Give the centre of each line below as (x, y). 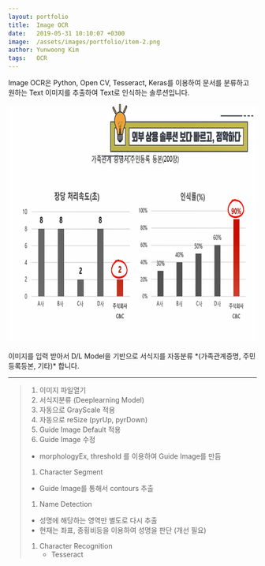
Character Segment (71, 472)
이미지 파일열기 (63, 390)
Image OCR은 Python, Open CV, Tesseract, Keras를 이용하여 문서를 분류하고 (129, 82)
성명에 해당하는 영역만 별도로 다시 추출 (98, 520)
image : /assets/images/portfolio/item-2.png (84, 42)
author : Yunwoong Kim (44, 50)
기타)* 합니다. (58, 366)
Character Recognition (76, 546)
